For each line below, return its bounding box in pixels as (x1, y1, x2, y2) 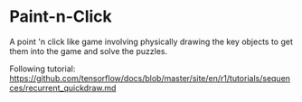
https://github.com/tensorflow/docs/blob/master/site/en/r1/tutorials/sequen (9, 72, 291, 83)
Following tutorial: (9, 63, 76, 74)
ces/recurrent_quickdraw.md (9, 82, 117, 93)
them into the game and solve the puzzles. (9, 45, 168, 56)
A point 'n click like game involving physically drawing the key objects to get (9, 36, 294, 47)
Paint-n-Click (9, 6, 113, 27)
